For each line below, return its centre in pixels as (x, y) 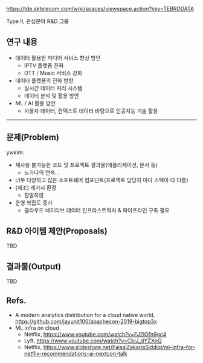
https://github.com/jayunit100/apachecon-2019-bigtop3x (86, 322)
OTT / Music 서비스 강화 (53, 73)
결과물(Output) (34, 267)
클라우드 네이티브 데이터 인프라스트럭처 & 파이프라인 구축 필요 (97, 210)
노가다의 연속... (42, 172)
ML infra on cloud (37, 328)
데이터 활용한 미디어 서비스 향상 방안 (58, 57)
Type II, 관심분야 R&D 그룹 (38, 21)
